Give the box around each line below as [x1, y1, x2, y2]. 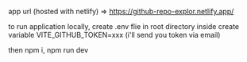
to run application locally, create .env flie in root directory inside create [8, 22, 240, 31]
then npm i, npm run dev [8, 46, 89, 54]
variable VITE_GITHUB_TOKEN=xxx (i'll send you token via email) [8, 31, 221, 39]
